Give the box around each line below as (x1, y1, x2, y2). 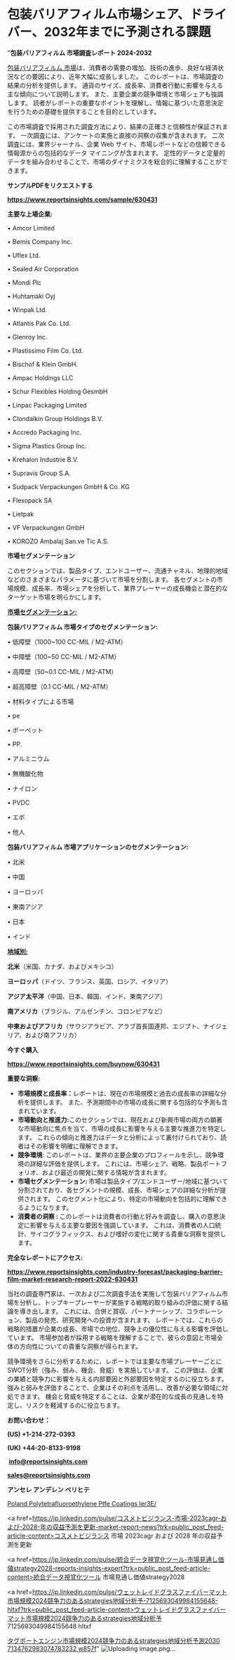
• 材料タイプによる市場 (7, 697, 74, 706)
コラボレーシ (185, 1306, 223, 1315)
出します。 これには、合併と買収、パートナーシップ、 (31, 1306, 187, 1315)
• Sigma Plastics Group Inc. (7, 441, 87, 450)
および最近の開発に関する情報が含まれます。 (41, 1168, 170, 1176)
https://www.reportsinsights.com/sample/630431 (7, 195, 158, 204)
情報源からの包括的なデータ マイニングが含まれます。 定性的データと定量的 (7, 148, 226, 157)
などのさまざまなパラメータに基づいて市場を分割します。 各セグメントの (7, 575, 217, 583)
